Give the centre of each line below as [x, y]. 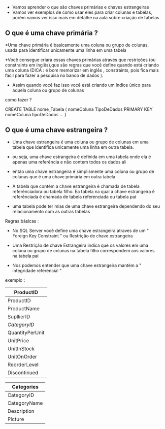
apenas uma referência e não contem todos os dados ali [69, 162]
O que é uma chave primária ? [51, 33]
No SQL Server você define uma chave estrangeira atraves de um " [81, 231]
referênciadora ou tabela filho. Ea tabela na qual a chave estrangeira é [83, 191]
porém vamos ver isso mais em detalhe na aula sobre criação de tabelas [85, 17]
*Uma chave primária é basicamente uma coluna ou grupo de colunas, [77, 45]
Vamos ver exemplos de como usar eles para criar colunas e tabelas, [82, 12]
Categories [25, 387]
